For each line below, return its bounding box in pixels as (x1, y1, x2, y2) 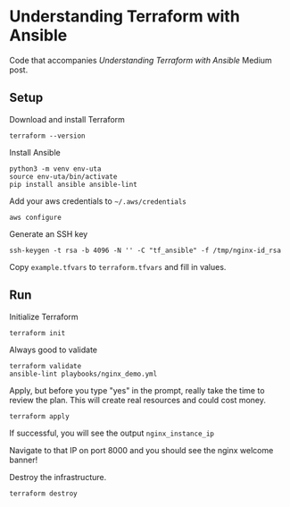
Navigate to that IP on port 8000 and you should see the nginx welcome (9, 444, 274, 455)
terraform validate (9, 361, 82, 370)
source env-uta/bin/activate (9, 172, 118, 181)
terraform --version (9, 131, 87, 140)
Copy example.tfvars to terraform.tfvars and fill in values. (9, 261, 227, 272)
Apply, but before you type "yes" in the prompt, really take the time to (9, 384, 265, 395)
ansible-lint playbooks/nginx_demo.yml (9, 369, 158, 378)
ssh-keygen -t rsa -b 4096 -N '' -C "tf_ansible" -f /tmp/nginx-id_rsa (9, 246, 281, 255)
